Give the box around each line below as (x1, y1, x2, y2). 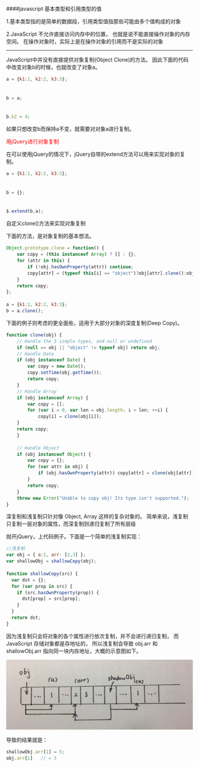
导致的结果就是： (6, 736, 48, 743)
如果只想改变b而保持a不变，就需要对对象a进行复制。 (6, 126, 135, 133)
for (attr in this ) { (17, 258, 70, 264)
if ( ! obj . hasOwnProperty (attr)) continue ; (27, 264, 134, 270)
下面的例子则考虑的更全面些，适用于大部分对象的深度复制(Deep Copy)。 (6, 319, 182, 326)
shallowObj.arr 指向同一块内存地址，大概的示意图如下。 (6, 647, 142, 655)
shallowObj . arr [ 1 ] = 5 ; (6, 749, 65, 755)
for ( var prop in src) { (11, 583, 73, 589)
